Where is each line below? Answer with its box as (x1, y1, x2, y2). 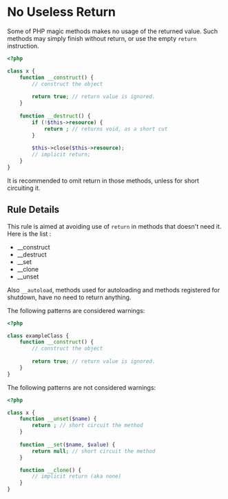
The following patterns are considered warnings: (7, 306, 145, 314)
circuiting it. (7, 184, 41, 192)
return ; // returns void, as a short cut (43, 125, 168, 132)
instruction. (7, 41, 39, 50)
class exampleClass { (7, 332, 70, 339)
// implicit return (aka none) (32, 473, 122, 480)
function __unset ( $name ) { (19, 415, 97, 422)
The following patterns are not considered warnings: (7, 383, 156, 391)
